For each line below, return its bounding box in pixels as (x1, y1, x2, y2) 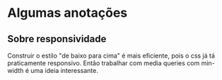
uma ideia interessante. (30, 67, 99, 74)
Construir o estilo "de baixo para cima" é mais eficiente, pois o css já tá (7, 51, 216, 60)
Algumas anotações (7, 5, 128, 21)
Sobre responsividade (7, 33, 107, 45)
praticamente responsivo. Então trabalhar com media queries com (7, 59, 200, 67)
